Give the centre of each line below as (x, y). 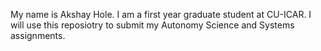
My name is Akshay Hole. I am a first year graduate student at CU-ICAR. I (161, 14)
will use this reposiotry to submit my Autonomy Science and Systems (152, 25)
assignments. (38, 35)
